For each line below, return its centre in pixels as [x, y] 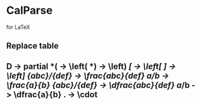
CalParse [30, 10]
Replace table [33, 46]
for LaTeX [18, 27]
